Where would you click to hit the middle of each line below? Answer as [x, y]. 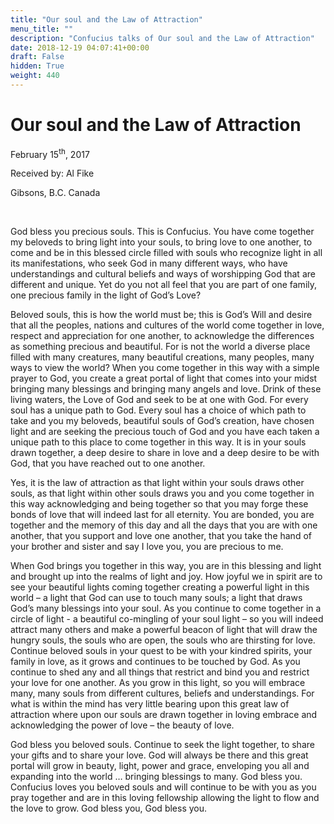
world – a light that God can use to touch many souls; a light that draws [156, 598]
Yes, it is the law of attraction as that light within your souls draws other [157, 483]
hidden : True [37, 66]
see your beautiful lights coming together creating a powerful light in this [160, 587]
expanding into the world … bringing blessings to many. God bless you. [156, 777]
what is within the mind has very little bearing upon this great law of [150, 704]
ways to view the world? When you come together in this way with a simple [165, 368]
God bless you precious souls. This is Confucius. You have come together [162, 232]
